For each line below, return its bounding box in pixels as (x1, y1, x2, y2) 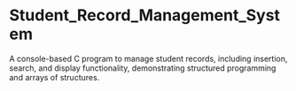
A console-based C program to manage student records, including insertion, (9, 53, 288, 64)
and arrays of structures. (9, 72, 100, 82)
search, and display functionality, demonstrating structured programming (9, 63, 277, 73)
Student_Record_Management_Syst (9, 5, 281, 26)
